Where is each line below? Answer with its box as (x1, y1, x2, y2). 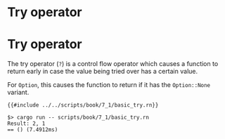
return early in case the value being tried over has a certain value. (7, 67, 198, 76)
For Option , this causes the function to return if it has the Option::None (7, 81, 211, 89)
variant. (7, 88, 30, 97)
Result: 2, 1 (7, 120, 46, 127)
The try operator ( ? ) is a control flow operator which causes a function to (7, 60, 219, 68)
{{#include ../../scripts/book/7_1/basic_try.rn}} (7, 102, 159, 109)
